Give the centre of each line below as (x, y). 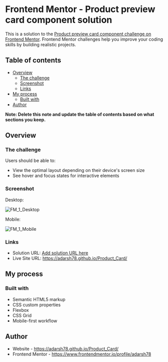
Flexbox (21, 310)
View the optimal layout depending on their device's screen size (78, 170)
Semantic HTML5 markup (39, 299)
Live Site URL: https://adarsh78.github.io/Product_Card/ (70, 258)
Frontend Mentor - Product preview (80, 9)
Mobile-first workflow (35, 321)
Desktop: (15, 200)
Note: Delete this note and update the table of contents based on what (80, 114)
